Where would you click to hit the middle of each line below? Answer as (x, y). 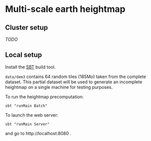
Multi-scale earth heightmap (65, 9)
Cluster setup (26, 28)
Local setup (24, 55)
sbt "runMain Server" (27, 124)
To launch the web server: (32, 115)
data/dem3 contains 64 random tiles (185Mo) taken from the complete (75, 76)
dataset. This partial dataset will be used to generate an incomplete (74, 82)
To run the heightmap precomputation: (45, 97)
